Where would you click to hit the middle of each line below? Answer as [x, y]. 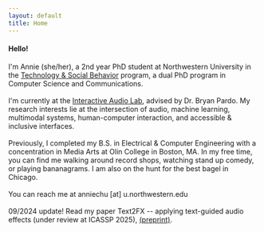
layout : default [35, 16]
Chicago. [23, 177]
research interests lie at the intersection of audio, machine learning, [119, 109]
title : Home [28, 23]
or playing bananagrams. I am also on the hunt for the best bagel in [118, 168]
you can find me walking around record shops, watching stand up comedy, [131, 160]
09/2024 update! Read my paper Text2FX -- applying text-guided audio [126, 211]
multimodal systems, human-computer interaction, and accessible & [120, 118]
